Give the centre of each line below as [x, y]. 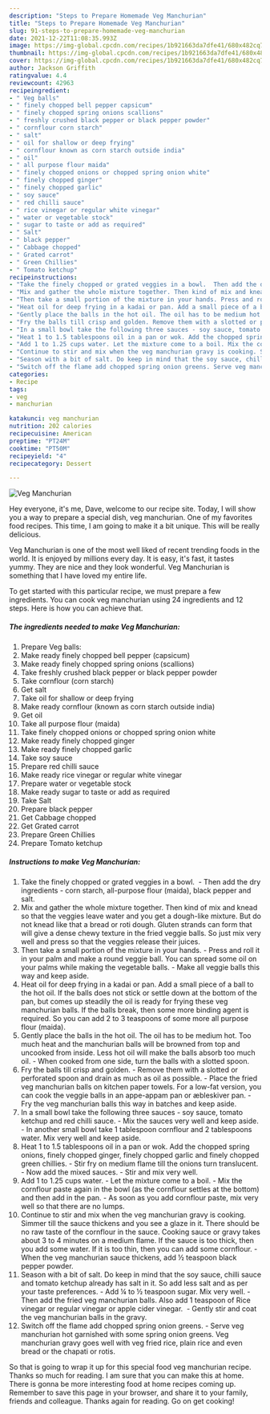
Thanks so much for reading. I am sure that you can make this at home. [127, 1375]
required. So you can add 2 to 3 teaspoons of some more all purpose [135, 1019]
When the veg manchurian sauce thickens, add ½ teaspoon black [129, 1257]
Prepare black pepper [56, 809]
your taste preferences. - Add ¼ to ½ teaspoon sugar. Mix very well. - [135, 1292]
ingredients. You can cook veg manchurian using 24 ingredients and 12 [126, 600]
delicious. [25, 534]
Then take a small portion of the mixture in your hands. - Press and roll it [140, 950]
